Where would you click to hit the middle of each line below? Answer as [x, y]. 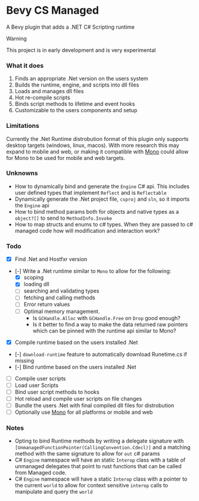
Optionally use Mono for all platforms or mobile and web [84, 412]
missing [24, 360]
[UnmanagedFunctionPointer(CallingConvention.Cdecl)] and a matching [102, 447]
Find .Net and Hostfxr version [51, 259]
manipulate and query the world [54, 492]
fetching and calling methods [59, 298]
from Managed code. [41, 473]
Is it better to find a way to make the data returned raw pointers [110, 324]
